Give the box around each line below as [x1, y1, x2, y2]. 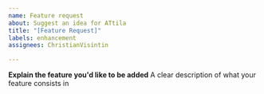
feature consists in [8, 79, 69, 88]
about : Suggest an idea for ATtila [8, 19, 127, 27]
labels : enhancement [8, 33, 77, 42]
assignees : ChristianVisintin [8, 41, 109, 49]
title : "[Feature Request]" [8, 26, 102, 34]
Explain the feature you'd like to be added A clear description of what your [8, 70, 257, 80]
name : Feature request [8, 11, 84, 20]
